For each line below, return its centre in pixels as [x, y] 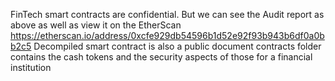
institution [31, 67]
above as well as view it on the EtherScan [96, 25]
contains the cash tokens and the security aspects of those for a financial [161, 57]
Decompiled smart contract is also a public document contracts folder [177, 46]
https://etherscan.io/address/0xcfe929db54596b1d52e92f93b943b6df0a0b [167, 35]
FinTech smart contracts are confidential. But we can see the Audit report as [167, 14]
